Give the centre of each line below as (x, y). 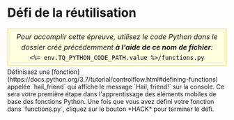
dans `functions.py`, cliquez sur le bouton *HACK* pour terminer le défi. (111, 109)
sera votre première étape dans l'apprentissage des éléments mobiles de (112, 94)
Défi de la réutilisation (72, 13)
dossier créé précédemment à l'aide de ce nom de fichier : (117, 47)
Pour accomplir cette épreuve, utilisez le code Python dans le (117, 36)
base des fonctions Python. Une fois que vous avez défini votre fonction (111, 101)
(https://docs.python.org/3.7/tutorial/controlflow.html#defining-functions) (112, 79)
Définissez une (29, 72)
